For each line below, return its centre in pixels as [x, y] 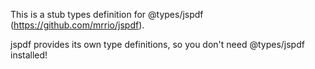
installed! [29, 55]
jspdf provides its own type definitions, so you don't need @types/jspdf [157, 44]
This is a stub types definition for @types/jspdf [107, 14]
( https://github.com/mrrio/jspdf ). [77, 25]
